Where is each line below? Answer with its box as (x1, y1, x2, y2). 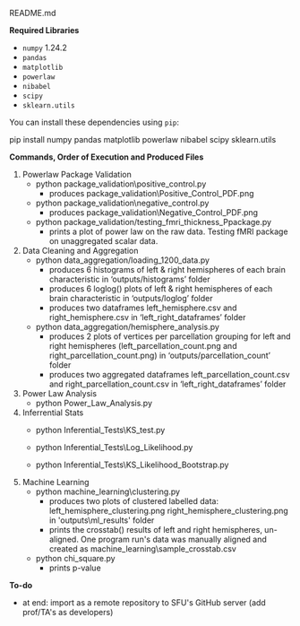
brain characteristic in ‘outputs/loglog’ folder (48, 293, 213, 303)
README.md (9, 8, 56, 18)
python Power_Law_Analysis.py (35, 398, 153, 408)
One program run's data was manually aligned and (80, 534, 267, 544)
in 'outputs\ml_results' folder (48, 515, 155, 526)
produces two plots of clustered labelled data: (48, 496, 219, 506)
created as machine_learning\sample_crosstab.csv (48, 543, 237, 554)
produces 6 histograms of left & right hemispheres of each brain (48, 265, 287, 274)
